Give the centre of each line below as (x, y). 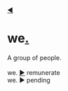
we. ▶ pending (29, 80)
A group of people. (34, 57)
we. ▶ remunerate (34, 72)
